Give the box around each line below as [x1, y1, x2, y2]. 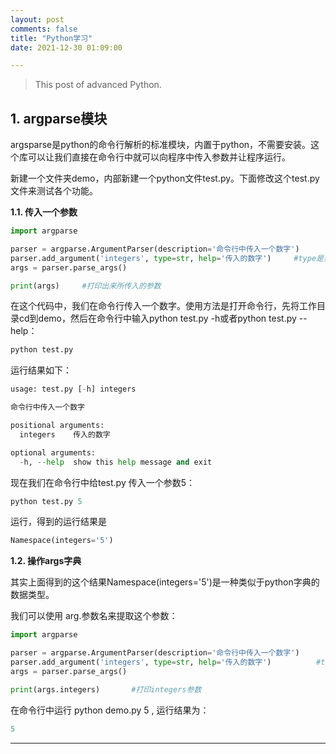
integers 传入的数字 [19, 429, 111, 440]
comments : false [10, 24, 78, 34]
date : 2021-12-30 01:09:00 [10, 42, 123, 53]
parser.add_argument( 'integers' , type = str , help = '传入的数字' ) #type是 [10, 253, 324, 263]
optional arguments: [10, 447, 97, 458]
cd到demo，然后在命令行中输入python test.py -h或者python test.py [18, 312, 297, 325]
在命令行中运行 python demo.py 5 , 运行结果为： [10, 704, 210, 716]
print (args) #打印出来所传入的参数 [10, 281, 162, 291]
